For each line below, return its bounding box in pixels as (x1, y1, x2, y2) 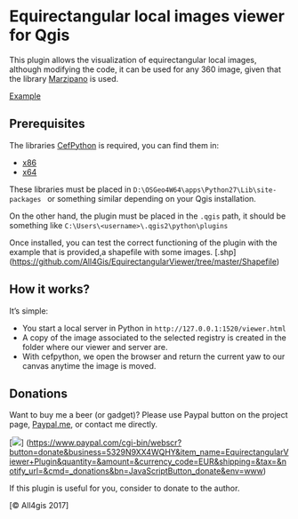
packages (9, 195, 42, 204)
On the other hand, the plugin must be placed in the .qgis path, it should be (9, 211, 286, 221)
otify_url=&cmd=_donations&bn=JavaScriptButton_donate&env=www (9, 466, 264, 476)
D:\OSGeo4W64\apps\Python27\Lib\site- (133, 185, 278, 195)
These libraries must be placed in (9, 184, 132, 195)
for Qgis (9, 25, 70, 45)
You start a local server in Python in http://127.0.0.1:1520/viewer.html (21, 323, 286, 333)
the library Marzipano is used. (9, 73, 118, 84)
